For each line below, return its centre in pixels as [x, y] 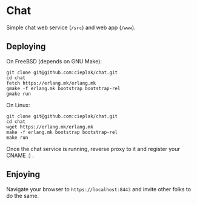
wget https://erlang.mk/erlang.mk [50, 127]
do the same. [23, 195]
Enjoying [23, 174]
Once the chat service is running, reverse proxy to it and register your [93, 149]
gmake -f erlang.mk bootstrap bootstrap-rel [63, 88]
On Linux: [18, 105]
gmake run [19, 94]
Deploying [26, 47]
